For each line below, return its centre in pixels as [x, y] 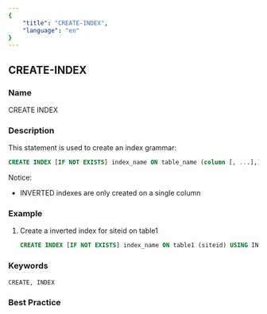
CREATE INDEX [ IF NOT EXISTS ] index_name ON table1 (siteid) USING [134, 246]
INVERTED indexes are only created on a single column [110, 193]
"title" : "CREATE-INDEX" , [66, 23]
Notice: [20, 178]
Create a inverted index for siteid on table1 [89, 231]
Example [25, 214]
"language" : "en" [51, 30]
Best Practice [35, 302]
